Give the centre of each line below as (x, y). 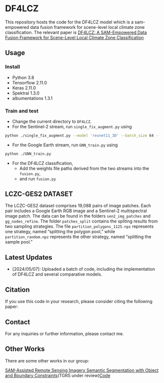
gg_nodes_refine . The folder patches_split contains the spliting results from (82, 221)
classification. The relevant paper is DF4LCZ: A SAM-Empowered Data (76, 32)
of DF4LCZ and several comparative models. (57, 274)
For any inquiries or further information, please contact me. (64, 333)
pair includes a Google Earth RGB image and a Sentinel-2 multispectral (76, 211)
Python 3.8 (23, 77)
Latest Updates (29, 257)
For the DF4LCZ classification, (42, 163)
